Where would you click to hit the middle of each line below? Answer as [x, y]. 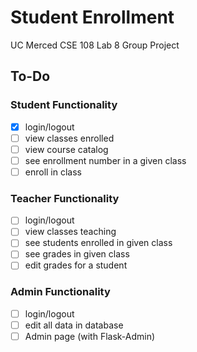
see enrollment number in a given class [105, 160]
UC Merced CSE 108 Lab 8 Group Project [95, 45]
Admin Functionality [60, 292]
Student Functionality [64, 105]
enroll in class [53, 172]
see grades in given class [77, 254]
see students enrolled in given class [98, 243]
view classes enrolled [69, 138]
